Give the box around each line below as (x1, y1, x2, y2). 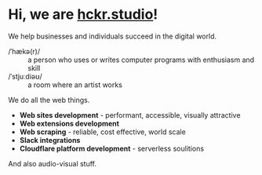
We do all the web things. (8, 95, 90, 104)
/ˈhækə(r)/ (8, 46, 41, 56)
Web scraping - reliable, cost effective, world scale (19, 127, 186, 137)
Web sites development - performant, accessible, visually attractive (19, 110, 241, 119)
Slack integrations (19, 135, 81, 144)
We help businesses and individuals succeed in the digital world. (8, 31, 217, 41)
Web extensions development (19, 118, 120, 128)
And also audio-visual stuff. (8, 159, 96, 168)
